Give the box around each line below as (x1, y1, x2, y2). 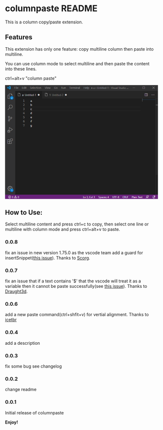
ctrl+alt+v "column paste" (5, 75, 57, 81)
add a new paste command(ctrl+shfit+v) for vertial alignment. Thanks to (5, 312, 149, 318)
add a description (5, 340, 40, 346)
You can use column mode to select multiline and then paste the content (5, 60, 149, 66)
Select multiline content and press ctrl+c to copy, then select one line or (5, 221, 149, 227)
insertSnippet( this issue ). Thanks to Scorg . (5, 255, 91, 261)
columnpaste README (5, 3, 98, 14)
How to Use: (5, 208, 43, 217)
